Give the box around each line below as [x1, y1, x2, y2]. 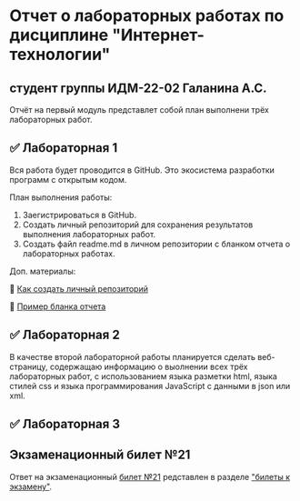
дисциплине [9, 25, 109, 45]
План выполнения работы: [9, 192, 113, 203]
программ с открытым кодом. [9, 174, 127, 185]
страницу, [9, 361, 48, 372]
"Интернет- [112, 25, 205, 45]
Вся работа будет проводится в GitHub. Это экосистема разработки [9, 165, 275, 175]
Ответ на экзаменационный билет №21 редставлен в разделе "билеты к [9, 471, 291, 482]
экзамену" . [9, 481, 53, 492]
